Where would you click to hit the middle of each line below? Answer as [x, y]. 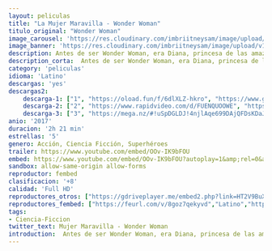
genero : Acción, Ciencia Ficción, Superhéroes [88, 144]
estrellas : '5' [34, 136]
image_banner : [32, 46]
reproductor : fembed [43, 174]
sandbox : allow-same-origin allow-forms [78, 167]
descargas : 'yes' [38, 83]
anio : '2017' [30, 121]
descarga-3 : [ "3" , [54, 114]
